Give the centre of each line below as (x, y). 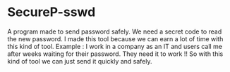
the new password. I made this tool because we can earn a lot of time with (115, 38)
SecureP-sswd (52, 12)
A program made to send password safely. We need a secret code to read (115, 31)
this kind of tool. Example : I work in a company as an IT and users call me (115, 46)
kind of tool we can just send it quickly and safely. (80, 61)
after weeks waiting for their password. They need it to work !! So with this (115, 54)
